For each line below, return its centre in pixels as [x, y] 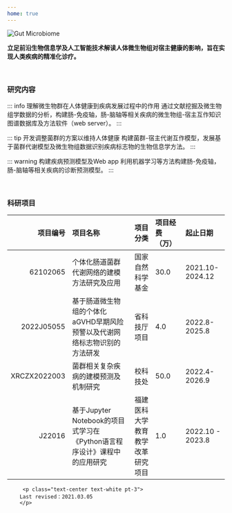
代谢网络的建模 [96, 272]
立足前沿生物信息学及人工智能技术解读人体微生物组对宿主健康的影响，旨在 [113, 47]
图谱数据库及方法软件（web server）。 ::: [65, 123]
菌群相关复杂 [93, 366]
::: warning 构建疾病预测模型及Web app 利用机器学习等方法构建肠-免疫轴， [114, 161]
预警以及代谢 [93, 332]
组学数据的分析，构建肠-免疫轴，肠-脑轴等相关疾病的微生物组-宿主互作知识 [114, 114]
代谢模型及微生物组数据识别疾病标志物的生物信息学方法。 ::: [110, 146]
